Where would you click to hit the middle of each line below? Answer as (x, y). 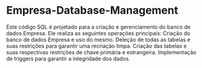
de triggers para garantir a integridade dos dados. (68, 58)
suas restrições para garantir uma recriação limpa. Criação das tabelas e (96, 46)
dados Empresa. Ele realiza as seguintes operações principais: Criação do (98, 33)
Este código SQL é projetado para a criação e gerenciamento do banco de (99, 27)
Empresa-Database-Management (92, 10)
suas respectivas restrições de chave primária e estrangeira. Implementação (101, 52)
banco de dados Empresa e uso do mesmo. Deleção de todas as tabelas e (99, 39)
